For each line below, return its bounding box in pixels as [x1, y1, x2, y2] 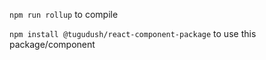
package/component [9, 39, 96, 50]
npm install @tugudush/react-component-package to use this [9, 28, 257, 39]
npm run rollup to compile [9, 9, 119, 20]
